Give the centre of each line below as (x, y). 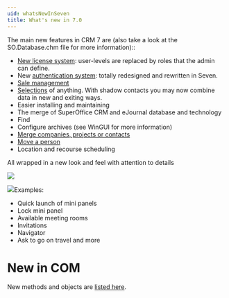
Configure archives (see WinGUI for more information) (95, 127)
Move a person (39, 141)
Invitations (32, 225)
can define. (33, 68)
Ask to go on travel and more (59, 240)
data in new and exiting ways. (60, 97)
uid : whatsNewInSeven (39, 14)
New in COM (44, 268)
